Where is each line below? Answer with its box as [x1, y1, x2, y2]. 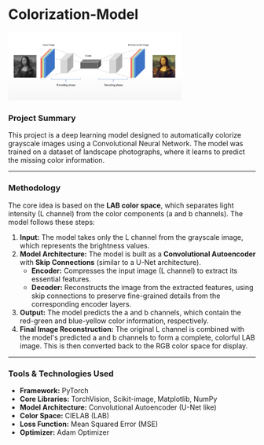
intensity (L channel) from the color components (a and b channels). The [8, 208, 244, 218]
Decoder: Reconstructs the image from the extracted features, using [31, 282, 254, 292]
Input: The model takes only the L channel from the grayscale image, [19, 232, 244, 241]
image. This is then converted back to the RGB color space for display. [19, 340, 248, 351]
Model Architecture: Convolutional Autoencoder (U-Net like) [19, 403, 218, 412]
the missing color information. [8, 156, 105, 165]
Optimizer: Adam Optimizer [19, 428, 110, 437]
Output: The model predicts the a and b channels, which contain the [19, 307, 241, 317]
